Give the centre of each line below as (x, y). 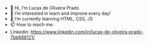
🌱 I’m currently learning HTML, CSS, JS (51, 19)
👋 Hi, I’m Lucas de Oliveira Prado (44, 8)
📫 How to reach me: (32, 25)
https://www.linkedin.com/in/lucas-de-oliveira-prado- (87, 32)
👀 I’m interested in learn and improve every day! (60, 13)
